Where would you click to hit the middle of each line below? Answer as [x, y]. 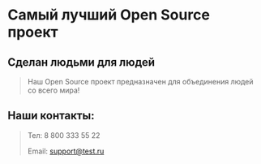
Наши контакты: [51, 116]
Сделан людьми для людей [81, 62]
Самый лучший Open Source [109, 15]
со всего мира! [53, 90]
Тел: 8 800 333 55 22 [64, 135]
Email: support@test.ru [66, 151]
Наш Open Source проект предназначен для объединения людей [140, 82]
